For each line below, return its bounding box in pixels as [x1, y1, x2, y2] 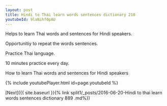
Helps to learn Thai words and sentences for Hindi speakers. [5, 31, 132, 37]
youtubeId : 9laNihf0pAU [5, 17, 56, 22]
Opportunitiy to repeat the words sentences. [5, 41, 98, 47]
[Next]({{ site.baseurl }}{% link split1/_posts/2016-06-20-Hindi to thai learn [5, 90, 162, 96]
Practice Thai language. [5, 50, 55, 56]
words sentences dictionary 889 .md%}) [5, 95, 91, 101]
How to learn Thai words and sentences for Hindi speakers [5, 70, 129, 76]
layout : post [5, 7, 33, 13]
